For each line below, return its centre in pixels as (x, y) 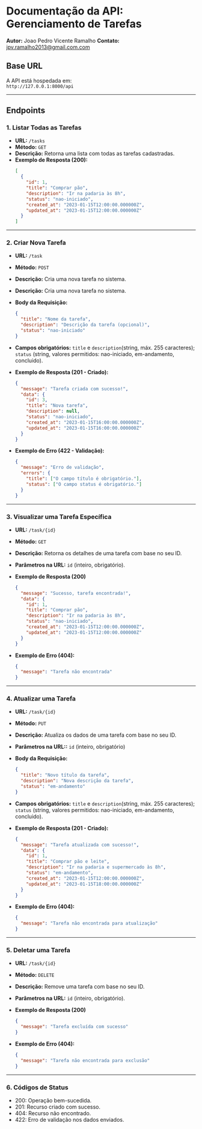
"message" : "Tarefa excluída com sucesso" (75, 1027)
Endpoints (26, 111)
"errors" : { (35, 473)
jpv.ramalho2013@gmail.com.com (48, 47)
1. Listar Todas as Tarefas (44, 128)
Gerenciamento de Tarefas (74, 24)
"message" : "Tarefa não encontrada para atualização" (89, 924)
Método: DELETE (35, 975)
